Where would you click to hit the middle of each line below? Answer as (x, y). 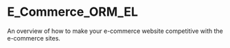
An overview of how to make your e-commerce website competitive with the (115, 31)
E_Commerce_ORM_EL (73, 12)
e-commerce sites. (34, 38)
